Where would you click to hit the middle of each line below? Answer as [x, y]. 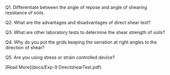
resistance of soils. [25, 13]
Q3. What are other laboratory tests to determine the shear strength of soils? [85, 32]
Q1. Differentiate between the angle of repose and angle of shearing [76, 7]
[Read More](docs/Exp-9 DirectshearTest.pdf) [53, 67]
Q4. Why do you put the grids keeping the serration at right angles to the [81, 42]
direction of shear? [25, 47]
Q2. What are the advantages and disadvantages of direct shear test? [78, 23]
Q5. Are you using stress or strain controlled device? [60, 57]
